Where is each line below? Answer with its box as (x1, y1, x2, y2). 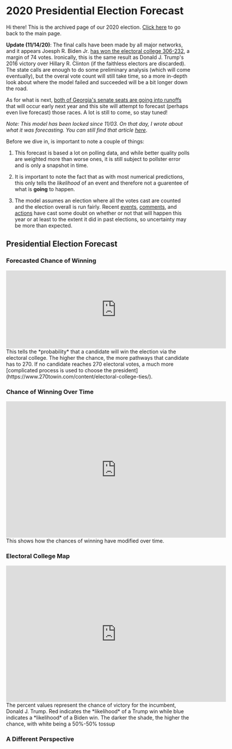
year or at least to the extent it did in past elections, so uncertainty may (14, 216, 186, 223)
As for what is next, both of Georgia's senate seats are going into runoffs (6, 96, 182, 103)
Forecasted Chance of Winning (6, 257, 97, 265)
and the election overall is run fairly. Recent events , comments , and (14, 203, 177, 210)
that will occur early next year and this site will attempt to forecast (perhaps (6, 102, 189, 109)
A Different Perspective (6, 735, 74, 743)
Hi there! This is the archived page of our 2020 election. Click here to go (6, 24, 181, 31)
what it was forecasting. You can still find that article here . (6, 126, 148, 133)
